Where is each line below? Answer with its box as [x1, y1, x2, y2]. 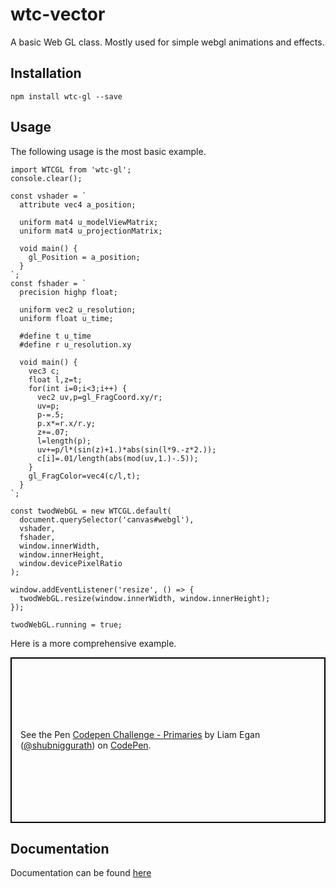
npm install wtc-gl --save [10, 91, 123, 102]
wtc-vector [10, 3, 106, 26]
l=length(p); [36, 436, 92, 446]
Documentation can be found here [10, 867, 152, 879]
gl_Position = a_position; [28, 252, 141, 262]
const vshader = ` [10, 191, 87, 201]
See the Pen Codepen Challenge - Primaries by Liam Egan [20, 729, 261, 741]
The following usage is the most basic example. [10, 145, 207, 157]
